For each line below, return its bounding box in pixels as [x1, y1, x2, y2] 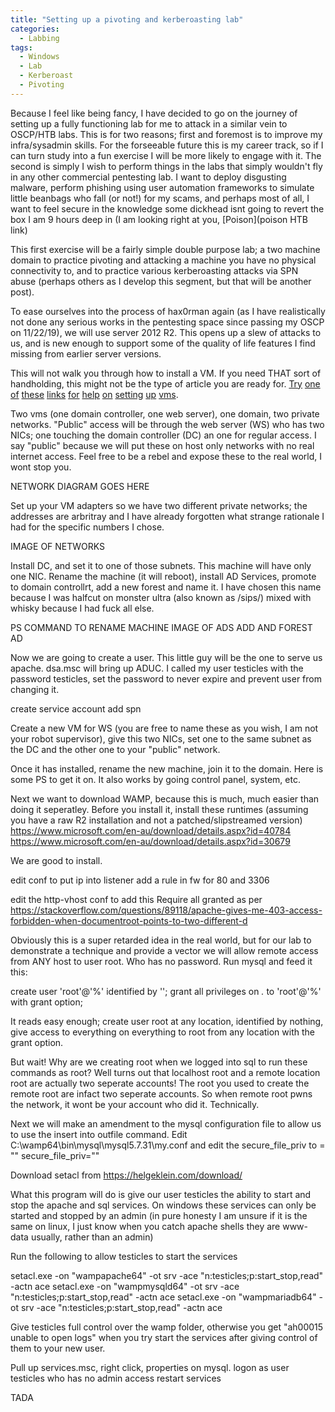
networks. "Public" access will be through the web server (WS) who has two [10, 418, 325, 430]
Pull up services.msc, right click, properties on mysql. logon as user [10, 1361, 290, 1373]
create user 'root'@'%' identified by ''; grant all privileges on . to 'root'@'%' [10, 985, 322, 997]
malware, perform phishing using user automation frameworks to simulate [10, 181, 315, 193]
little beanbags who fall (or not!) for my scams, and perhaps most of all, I [10, 192, 310, 204]
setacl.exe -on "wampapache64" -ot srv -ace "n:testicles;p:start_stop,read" [10, 1269, 324, 1281]
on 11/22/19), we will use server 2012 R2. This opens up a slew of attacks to [10, 326, 322, 338]
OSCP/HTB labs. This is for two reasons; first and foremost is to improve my [10, 128, 323, 140]
